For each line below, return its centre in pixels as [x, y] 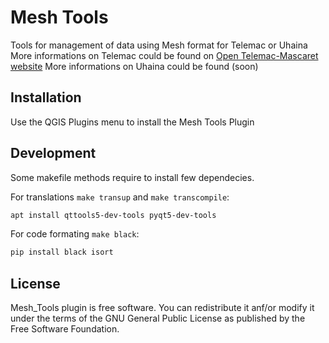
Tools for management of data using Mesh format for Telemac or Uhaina [159, 45]
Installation [46, 97]
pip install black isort [62, 252]
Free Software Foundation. [65, 329]
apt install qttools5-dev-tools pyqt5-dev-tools [113, 215]
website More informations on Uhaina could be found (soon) [134, 66]
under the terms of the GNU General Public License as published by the [158, 318]
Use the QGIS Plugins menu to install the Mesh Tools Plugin [132, 122]
